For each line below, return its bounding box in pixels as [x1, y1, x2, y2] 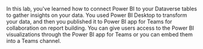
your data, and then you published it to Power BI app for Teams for [6, 18, 173, 25]
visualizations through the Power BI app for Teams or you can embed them [6, 31, 193, 38]
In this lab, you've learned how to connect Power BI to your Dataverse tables [6, 5, 198, 12]
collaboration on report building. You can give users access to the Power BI [6, 24, 195, 31]
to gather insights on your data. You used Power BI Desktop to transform [6, 11, 188, 19]
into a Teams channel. [6, 38, 62, 44]
